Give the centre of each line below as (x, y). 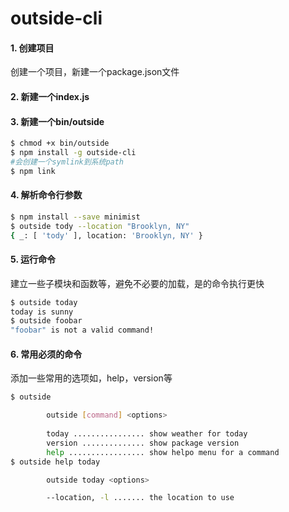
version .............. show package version (143, 443)
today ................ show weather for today (147, 434)
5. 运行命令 (33, 259)
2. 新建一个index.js (50, 96)
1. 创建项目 (32, 48)
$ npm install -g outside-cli (73, 153)
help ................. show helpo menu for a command (163, 452)
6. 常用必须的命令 (46, 354)
